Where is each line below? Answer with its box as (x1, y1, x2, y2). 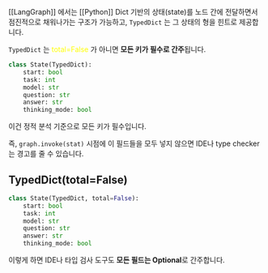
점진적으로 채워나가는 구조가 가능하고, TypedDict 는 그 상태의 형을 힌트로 (8, 17, 237, 27)
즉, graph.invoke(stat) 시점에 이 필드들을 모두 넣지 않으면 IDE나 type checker (8, 139, 261, 148)
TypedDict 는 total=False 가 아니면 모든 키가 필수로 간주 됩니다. (8, 45, 206, 54)
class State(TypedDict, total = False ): (8, 194, 139, 203)
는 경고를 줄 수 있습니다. (8, 149, 84, 159)
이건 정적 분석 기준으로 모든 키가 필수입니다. (8, 122, 147, 131)
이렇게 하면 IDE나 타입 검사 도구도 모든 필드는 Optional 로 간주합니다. (8, 255, 225, 265)
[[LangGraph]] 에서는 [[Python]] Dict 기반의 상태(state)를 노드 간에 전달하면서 (8, 7, 258, 16)
